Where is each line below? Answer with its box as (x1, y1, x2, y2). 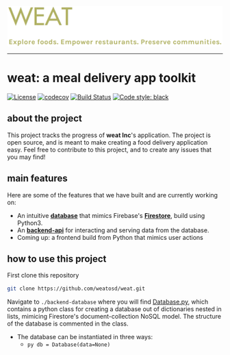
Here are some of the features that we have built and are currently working (7, 191, 218, 199)
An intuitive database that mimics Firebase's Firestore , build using (16, 211, 205, 219)
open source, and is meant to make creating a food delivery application (7, 138, 208, 146)
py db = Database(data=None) (27, 341, 111, 348)
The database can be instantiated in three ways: (16, 333, 153, 341)
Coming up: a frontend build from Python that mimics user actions (16, 233, 203, 241)
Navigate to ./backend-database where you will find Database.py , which (7, 297, 209, 306)
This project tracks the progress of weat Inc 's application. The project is (7, 131, 211, 139)
